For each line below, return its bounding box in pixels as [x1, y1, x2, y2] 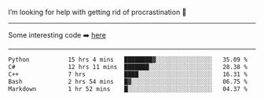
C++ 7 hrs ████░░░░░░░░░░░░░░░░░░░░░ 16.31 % [8, 70, 247, 78]
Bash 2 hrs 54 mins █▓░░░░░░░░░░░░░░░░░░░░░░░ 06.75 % [8, 78, 247, 85]
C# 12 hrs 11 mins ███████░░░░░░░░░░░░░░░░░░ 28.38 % [8, 63, 247, 70]
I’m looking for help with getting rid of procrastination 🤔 [8, 8, 187, 16]
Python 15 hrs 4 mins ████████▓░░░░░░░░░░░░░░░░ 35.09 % [8, 56, 247, 63]
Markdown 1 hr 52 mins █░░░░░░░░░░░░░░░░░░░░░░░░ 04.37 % [8, 85, 247, 93]
